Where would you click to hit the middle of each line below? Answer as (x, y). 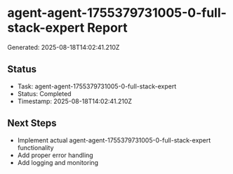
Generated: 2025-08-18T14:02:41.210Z (64, 47)
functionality (35, 147)
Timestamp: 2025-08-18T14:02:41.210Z (74, 101)
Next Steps (32, 123)
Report (107, 28)
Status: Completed (44, 93)
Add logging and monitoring (58, 162)
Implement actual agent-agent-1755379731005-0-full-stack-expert (114, 140)
